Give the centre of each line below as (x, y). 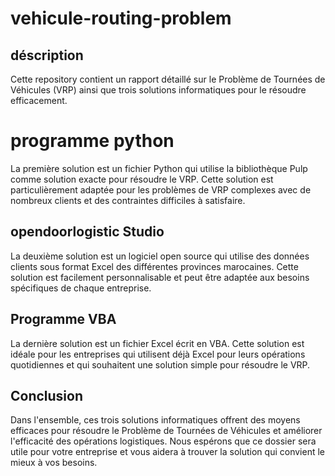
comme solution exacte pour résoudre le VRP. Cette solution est (142, 179)
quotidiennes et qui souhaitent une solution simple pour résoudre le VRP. (160, 364)
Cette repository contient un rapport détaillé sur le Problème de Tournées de (168, 79)
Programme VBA (63, 319)
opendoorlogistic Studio (87, 232)
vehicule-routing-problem (121, 18)
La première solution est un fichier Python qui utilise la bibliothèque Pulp (159, 168)
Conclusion (47, 395)
